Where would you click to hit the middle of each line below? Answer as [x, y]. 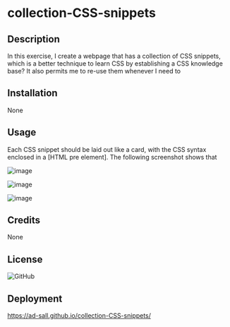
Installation [32, 93]
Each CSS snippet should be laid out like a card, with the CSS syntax [107, 149]
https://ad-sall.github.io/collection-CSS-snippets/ [79, 316]
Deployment [35, 298]
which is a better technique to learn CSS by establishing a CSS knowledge [115, 64]
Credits [24, 220]
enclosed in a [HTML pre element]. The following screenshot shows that [112, 157]
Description [34, 39]
